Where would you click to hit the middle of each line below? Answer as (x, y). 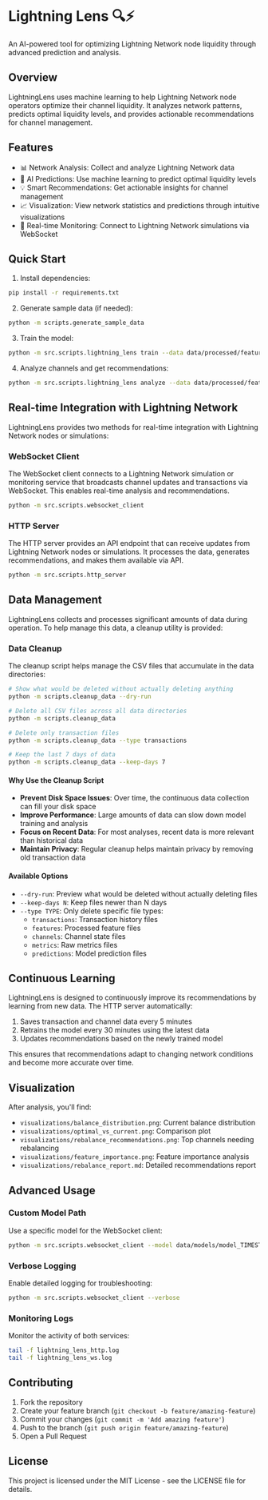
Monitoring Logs (41, 1318)
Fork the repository (51, 1402)
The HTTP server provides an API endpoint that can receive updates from (129, 543)
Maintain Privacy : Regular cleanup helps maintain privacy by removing (136, 849)
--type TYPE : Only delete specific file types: (91, 911)
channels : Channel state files (79, 936)
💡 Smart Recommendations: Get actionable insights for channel (124, 187)
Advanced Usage (52, 1190)
